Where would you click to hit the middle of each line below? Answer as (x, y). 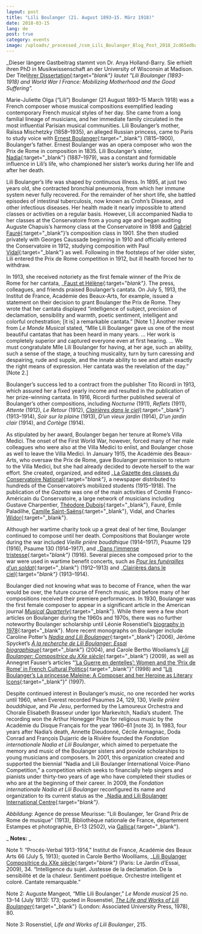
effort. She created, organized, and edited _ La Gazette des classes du (93, 473)
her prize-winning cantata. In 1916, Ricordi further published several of (93, 397)
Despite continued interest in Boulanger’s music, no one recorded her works (100, 693)
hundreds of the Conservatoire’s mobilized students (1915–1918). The (91, 485)
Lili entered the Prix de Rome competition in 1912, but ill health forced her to (100, 258)
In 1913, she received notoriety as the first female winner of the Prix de (93, 276)
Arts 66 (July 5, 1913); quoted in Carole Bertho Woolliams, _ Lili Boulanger (96, 856)
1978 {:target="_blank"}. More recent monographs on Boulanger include (95, 630)
